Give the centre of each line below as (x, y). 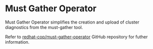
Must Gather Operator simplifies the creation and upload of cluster (72, 22)
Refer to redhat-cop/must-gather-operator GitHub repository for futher (76, 37)
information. (17, 42)
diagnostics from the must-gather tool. (44, 27)
